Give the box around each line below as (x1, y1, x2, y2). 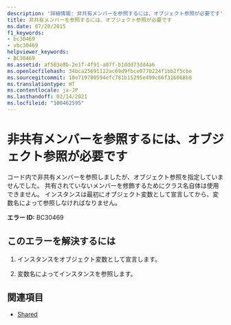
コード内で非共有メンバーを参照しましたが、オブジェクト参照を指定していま (7, 173, 224, 181)
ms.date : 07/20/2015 (7, 23, 67, 30)
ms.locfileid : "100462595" (7, 100, 85, 107)
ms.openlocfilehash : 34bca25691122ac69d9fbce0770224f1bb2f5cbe (7, 67, 192, 74)
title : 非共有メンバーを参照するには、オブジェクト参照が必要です (7, 17, 173, 23)
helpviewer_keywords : (7, 49, 69, 56)
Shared (16, 311, 38, 319)
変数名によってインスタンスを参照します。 (16, 269, 137, 277)
